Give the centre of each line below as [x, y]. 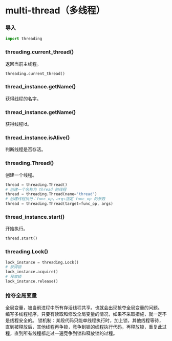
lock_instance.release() [32, 281]
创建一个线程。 [21, 175]
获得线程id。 [18, 124]
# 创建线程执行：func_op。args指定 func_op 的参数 [56, 199]
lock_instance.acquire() [32, 272]
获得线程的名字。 [23, 99]
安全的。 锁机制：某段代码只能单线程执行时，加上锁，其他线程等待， [91, 320]
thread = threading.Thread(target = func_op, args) [59, 204]
